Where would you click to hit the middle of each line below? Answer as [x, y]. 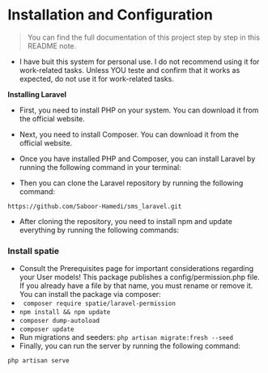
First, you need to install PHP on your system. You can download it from [139, 110]
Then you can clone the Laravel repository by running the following [131, 183]
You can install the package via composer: [90, 295]
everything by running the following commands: [99, 230]
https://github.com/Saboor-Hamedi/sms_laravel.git [95, 206]
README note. [52, 45]
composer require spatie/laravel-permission [99, 304]
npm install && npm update [65, 312]
